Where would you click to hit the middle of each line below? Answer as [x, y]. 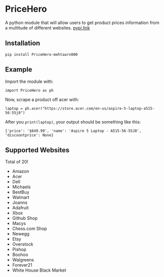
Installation [23, 43]
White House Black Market [39, 270]
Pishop [19, 250]
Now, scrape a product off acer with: [42, 100]
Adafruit [20, 208]
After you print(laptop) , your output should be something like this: [73, 122]
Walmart [21, 198]
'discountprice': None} [29, 135]
